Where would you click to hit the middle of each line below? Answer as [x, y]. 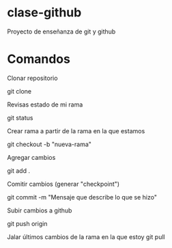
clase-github [44, 13]
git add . [19, 170]
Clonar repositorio [32, 78]
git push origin [27, 223]
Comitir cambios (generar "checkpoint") [63, 184]
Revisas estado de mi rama [45, 105]
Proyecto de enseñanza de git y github [61, 31]
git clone [19, 91]
